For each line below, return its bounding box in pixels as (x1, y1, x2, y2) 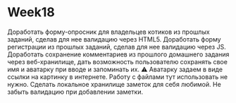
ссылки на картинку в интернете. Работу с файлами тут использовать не (7, 72, 228, 81)
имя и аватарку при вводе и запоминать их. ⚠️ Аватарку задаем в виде (7, 65, 223, 73)
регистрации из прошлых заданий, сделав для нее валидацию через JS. (7, 42, 227, 51)
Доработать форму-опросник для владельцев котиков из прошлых (7, 28, 210, 36)
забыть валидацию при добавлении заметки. (7, 87, 144, 96)
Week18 (7, 4, 55, 20)
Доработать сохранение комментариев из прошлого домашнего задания (7, 50, 230, 59)
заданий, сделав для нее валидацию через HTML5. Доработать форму (7, 35, 221, 43)
